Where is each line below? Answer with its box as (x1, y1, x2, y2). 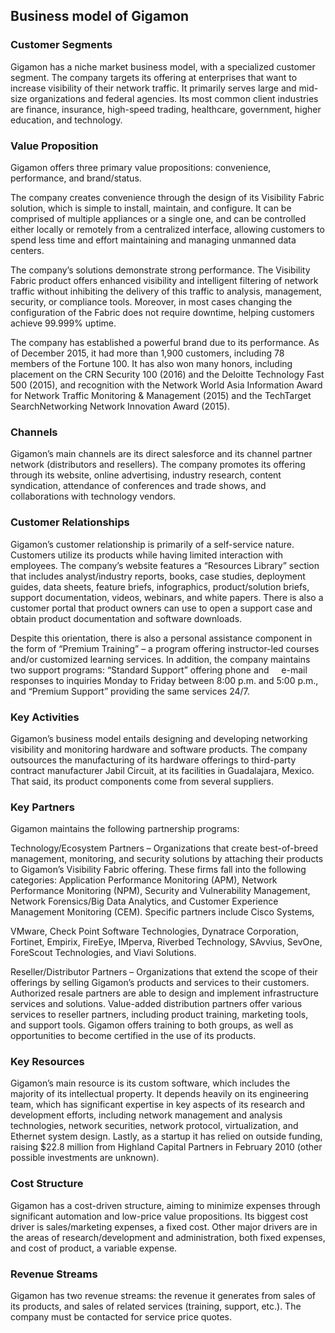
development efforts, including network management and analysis (10, 1109, 283, 1121)
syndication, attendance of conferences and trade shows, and (10, 480, 267, 492)
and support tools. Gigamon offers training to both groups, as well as (10, 1019, 294, 1031)
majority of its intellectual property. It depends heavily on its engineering (10, 1088, 309, 1100)
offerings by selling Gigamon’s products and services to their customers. (10, 977, 310, 989)
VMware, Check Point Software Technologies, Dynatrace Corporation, (10, 925, 299, 938)
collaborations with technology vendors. (10, 490, 177, 503)
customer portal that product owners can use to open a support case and (10, 602, 313, 614)
